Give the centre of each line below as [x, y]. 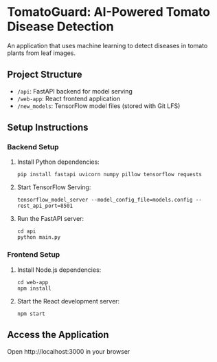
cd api [26, 231]
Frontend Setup [34, 255]
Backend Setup [33, 147]
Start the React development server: [68, 301]
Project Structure [45, 75]
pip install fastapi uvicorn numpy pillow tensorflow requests [110, 175]
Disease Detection [61, 26]
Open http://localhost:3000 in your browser [69, 351]
